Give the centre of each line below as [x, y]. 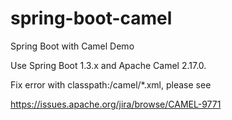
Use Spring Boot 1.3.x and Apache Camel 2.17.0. [108, 65]
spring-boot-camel [91, 18]
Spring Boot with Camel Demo [72, 46]
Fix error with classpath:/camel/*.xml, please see [111, 84]
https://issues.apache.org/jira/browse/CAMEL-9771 [116, 104]
